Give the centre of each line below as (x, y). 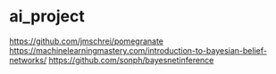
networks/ (28, 60)
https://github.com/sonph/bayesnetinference (131, 60)
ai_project (47, 16)
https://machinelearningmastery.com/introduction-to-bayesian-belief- (138, 50)
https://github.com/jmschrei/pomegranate (86, 41)
